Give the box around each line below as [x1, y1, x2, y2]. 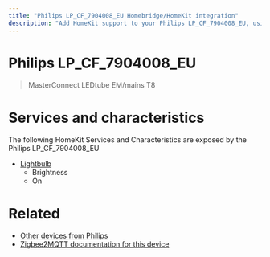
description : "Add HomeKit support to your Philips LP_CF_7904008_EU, [8, 19, 250, 27]
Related [8, 204, 60, 222]
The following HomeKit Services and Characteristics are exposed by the [8, 135, 247, 145]
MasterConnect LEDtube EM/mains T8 [27, 80, 156, 90]
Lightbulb [19, 159, 52, 169]
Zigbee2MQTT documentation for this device [19, 239, 170, 249]
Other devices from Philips [19, 230, 108, 241]
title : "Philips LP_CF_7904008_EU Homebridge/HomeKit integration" [8, 11, 239, 20]
